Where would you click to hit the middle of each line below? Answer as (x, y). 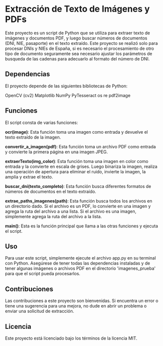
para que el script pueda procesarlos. (43, 274)
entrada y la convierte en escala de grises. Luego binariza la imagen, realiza (81, 166)
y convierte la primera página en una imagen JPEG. (56, 152)
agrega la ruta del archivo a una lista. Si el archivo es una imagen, (71, 211)
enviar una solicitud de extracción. (40, 311)
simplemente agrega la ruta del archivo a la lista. (54, 216)
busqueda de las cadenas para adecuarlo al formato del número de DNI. (77, 59)
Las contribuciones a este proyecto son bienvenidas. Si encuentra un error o (82, 301)
